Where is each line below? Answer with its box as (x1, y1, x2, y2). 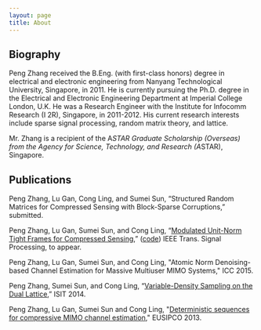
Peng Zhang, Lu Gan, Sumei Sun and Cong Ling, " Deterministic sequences (9, 305, 250, 314)
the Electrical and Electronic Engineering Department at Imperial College (9, 93, 243, 103)
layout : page (9, 11, 52, 20)
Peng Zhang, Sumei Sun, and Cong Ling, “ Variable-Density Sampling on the (9, 281, 253, 291)
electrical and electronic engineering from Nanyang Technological (9, 77, 223, 86)
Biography (9, 48, 61, 61)
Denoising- (215, 258, 252, 267)
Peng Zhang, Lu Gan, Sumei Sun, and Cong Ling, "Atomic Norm (9, 258, 214, 267)
